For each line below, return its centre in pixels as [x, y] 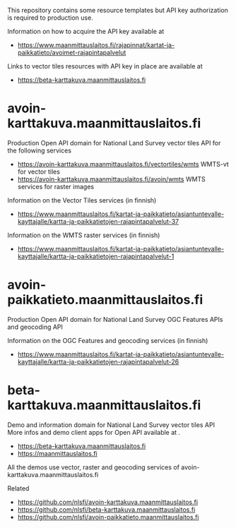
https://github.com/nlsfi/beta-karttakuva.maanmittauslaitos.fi [106, 509]
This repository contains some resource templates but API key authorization [118, 10]
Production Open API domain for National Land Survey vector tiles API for [114, 143]
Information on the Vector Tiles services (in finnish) [82, 200]
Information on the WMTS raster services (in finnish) [84, 235]
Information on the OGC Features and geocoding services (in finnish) [108, 340]
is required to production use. [50, 18]
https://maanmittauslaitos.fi [57, 453]
